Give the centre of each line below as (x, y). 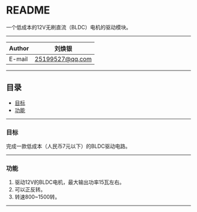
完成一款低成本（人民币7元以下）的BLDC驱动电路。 (68, 146)
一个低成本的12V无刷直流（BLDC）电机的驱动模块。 (69, 27)
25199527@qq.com (63, 59)
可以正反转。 (30, 190)
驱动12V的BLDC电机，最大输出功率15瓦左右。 (69, 182)
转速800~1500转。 (37, 197)
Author (19, 48)
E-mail (18, 59)
